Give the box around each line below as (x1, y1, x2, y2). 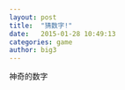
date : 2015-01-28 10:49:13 (9, 29, 116, 38)
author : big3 (9, 46, 57, 55)
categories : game (9, 37, 73, 47)
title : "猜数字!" (9, 21, 73, 30)
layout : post (9, 12, 57, 22)
